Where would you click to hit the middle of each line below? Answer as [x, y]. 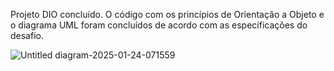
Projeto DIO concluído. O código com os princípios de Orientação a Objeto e [167, 14]
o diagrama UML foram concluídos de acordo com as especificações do [159, 25]
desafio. [27, 35]
